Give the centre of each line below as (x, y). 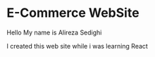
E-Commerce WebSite (73, 13)
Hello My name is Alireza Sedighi (54, 32)
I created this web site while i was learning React (77, 46)
